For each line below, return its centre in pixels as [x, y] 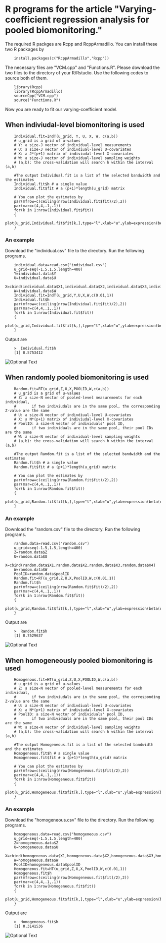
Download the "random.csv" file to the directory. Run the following [73, 530]
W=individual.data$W [35, 291]
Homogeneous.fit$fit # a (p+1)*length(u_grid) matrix [70, 758]
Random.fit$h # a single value [46, 463]
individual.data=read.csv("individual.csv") [61, 265]
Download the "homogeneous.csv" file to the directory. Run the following [80, 820]
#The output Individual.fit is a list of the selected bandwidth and [87, 175]
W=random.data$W [31, 570]
